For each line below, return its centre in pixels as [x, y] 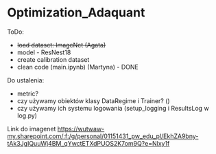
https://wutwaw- [81, 129]
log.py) [27, 115]
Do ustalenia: [26, 80]
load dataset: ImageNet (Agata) [61, 45]
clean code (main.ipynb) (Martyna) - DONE [77, 67]
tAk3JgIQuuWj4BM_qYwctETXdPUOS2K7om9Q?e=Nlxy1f [88, 143]
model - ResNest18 [44, 52]
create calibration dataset [53, 59]
